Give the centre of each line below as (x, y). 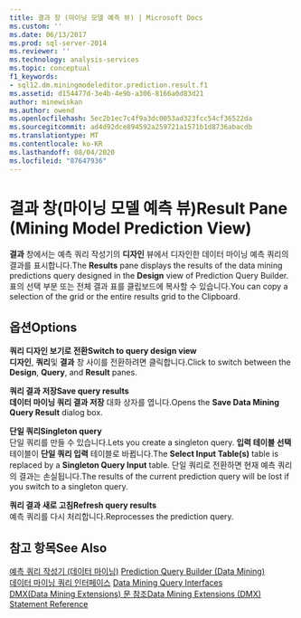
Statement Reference (49, 604)
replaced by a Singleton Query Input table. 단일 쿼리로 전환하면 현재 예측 (142, 465)
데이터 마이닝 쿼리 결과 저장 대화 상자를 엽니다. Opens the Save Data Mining (145, 403)
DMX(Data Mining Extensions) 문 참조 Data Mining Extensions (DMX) (136, 594)
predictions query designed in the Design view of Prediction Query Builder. (149, 276)
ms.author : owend (42, 110)
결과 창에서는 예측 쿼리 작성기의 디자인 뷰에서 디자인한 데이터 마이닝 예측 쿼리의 (149, 254)
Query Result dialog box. (56, 413)
